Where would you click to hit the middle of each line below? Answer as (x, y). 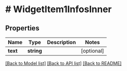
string (35, 51)
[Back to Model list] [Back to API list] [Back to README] (63, 63)
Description (61, 42)
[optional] (92, 51)
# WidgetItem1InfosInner (58, 9)
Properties (22, 28)
